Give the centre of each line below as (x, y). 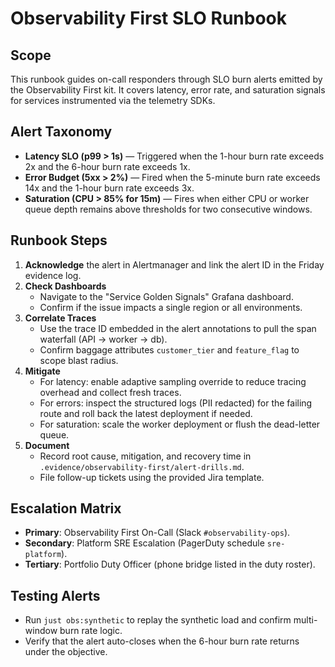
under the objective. (66, 652)
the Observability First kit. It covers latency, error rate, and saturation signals (168, 90)
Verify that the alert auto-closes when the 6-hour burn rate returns (162, 641)
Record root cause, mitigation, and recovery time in (145, 456)
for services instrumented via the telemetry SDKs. (113, 100)
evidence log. (53, 275)
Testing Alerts (55, 595)
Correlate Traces (60, 318)
